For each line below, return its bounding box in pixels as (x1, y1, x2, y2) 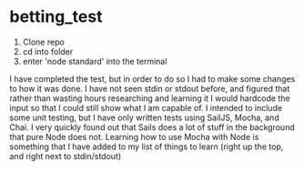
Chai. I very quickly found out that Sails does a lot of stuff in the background (9, 121, 295, 133)
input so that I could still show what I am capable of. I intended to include (9, 102, 283, 113)
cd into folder (22, 45, 74, 56)
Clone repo (22, 36, 66, 47)
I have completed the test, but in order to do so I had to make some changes (9, 73, 296, 84)
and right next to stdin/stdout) (9, 150, 122, 161)
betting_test (9, 6, 103, 27)
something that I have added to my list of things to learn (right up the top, (9, 141, 284, 152)
